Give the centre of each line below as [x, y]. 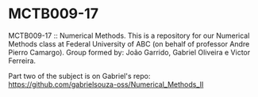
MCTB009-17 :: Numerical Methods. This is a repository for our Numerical [129, 35]
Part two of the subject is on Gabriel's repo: [79, 76]
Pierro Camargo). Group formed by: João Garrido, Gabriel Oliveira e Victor [129, 52]
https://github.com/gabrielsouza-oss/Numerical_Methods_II [106, 84]
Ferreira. [22, 61]
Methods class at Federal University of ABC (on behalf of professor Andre [129, 43]
